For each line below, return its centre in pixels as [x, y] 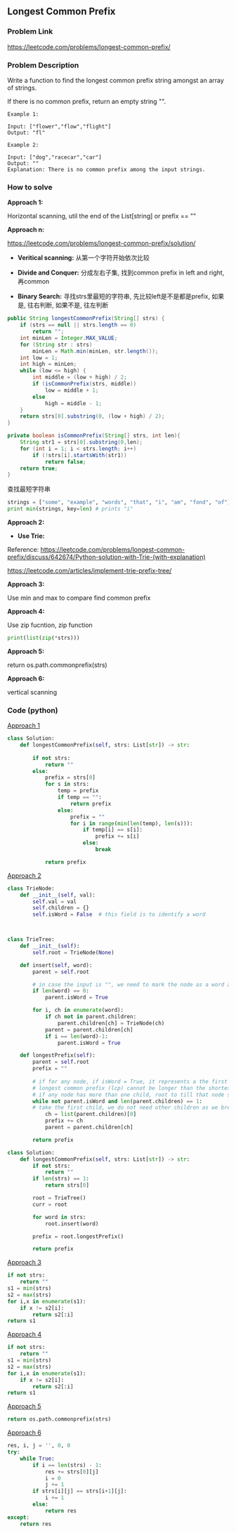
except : [19, 1517]
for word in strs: [59, 1217]
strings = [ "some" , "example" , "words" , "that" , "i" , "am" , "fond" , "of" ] [119, 502]
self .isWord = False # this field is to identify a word [119, 915]
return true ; [39, 468]
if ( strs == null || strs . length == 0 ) [78, 325]
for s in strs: [67, 784]
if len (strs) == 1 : [61, 1179]
